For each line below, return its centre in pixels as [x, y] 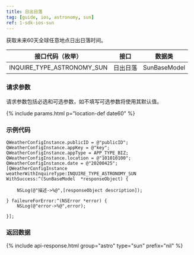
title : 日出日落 [24, 12]
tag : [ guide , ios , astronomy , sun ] [50, 17]
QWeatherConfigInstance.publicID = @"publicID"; [67, 142]
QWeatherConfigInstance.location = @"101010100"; [69, 158]
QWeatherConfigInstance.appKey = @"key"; [58, 147]
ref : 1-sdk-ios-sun [30, 23]
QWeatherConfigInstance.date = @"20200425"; [62, 163]
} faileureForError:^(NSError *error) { [57, 201]
